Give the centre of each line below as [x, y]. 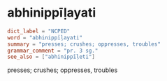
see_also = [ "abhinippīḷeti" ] [51, 57]
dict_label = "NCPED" [39, 31]
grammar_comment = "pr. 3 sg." [53, 51]
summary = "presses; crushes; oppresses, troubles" [84, 44]
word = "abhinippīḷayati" [45, 37]
